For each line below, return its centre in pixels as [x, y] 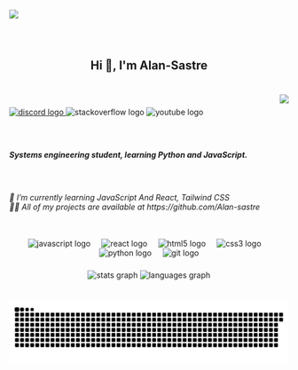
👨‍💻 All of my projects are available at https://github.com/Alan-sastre [135, 207]
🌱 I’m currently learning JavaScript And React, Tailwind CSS [120, 197]
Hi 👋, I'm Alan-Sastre [149, 66]
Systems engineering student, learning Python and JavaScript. [129, 154]
